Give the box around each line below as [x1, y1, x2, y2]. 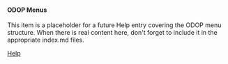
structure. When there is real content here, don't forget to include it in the [7, 29, 218, 37]
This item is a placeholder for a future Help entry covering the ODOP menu [7, 21, 222, 29]
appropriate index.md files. [7, 35, 85, 45]
